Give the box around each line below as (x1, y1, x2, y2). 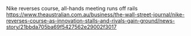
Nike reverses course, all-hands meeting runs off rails (6, 5, 138, 12)
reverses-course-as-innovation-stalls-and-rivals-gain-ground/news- (6, 17, 176, 24)
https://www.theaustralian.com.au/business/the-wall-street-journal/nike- (6, 11, 185, 18)
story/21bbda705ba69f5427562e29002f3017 (6, 23, 117, 30)
